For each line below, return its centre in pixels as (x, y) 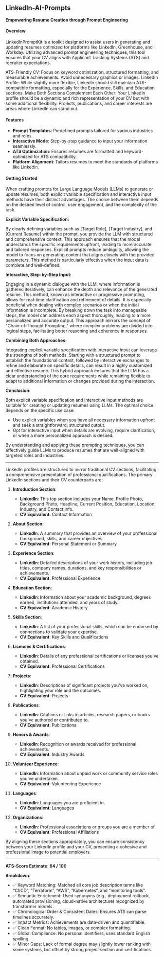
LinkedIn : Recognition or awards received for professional (78, 744)
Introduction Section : (34, 489)
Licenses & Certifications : (39, 647)
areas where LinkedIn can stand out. (42, 109)
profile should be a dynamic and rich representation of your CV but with (78, 98)
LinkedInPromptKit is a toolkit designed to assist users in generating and (78, 42)
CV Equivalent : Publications (48, 725)
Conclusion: (18, 390)
